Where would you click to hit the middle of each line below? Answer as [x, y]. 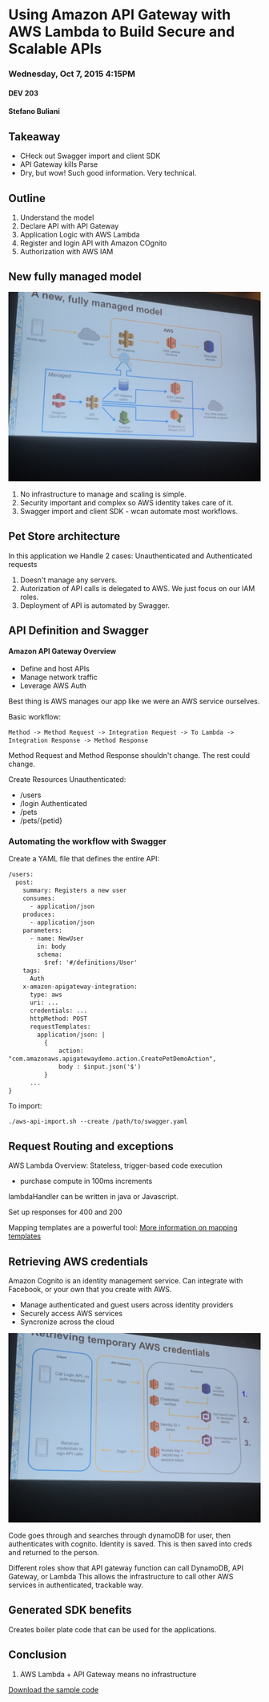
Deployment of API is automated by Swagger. [95, 605]
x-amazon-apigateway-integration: [80, 987]
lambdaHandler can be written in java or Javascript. [93, 1197]
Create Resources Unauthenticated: [67, 780]
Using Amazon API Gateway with [120, 15]
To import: [25, 1106]
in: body [52, 947]
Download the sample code [53, 1689]
